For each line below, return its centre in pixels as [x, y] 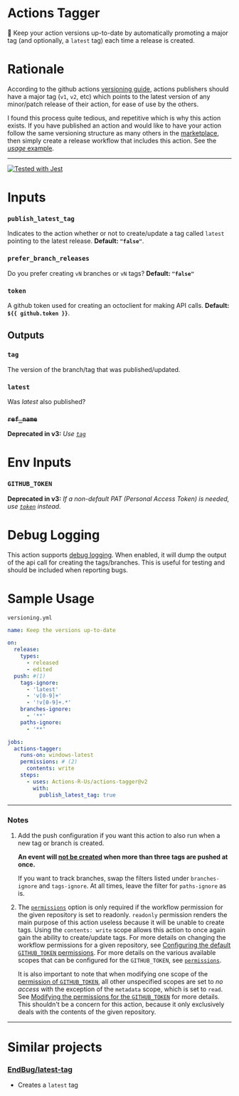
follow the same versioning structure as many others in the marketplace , [113, 133]
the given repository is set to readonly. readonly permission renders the [122, 914]
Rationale [36, 69]
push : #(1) [30, 676]
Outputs [26, 335]
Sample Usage [51, 598]
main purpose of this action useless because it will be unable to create [121, 922]
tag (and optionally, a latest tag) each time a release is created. [101, 40]
